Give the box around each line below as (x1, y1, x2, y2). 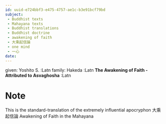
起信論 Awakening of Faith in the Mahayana (5, 113, 94, 120)
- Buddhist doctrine (7, 30, 50, 35)
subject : (5, 12, 23, 17)
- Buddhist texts (7, 16, 43, 21)
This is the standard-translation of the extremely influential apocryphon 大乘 (5, 107, 162, 113)
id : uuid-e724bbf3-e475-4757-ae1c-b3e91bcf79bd (5, 7, 106, 12)
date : (5, 53, 16, 59)
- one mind (7, 44, 30, 49)
